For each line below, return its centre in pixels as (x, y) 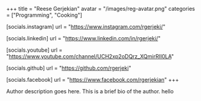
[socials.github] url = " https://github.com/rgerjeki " (69, 68)
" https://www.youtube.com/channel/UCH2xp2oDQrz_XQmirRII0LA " (90, 56)
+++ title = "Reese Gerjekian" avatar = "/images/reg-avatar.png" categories (101, 9)
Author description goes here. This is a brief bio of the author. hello (90, 91)
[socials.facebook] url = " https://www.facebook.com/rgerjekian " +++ (93, 80)
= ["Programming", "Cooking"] (44, 15)
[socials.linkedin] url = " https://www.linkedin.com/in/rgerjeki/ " (84, 38)
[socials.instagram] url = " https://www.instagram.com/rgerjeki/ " (86, 27)
